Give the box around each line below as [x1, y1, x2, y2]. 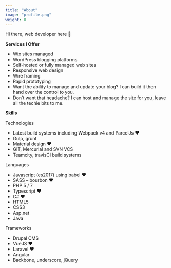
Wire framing [12, 73, 41, 79]
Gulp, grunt [12, 136, 37, 142]
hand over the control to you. [12, 89, 74, 95]
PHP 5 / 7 [12, 183, 33, 189]
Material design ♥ [12, 141, 52, 147]
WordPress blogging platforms [12, 56, 78, 63]
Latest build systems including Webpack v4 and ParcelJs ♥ [12, 130, 140, 136]
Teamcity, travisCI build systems [12, 152, 82, 158]
